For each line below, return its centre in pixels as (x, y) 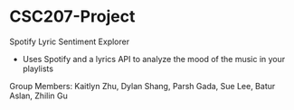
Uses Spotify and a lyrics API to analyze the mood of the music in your (154, 59)
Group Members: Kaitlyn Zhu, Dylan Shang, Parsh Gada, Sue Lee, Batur (142, 86)
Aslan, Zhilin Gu (38, 96)
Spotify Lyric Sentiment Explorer (69, 41)
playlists (38, 69)
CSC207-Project (72, 17)
